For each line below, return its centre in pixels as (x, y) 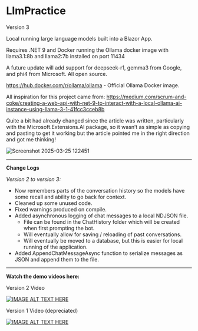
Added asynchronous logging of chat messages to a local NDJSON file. (101, 216)
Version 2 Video (26, 287)
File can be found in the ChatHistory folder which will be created (102, 221)
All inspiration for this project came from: (56, 97)
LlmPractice (36, 11)
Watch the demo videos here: (43, 276)
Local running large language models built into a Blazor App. (79, 38)
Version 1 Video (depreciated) (42, 310)
